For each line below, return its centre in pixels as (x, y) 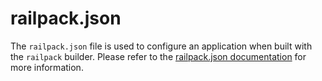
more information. (47, 67)
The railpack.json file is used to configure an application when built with (161, 46)
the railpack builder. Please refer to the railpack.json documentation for (158, 56)
